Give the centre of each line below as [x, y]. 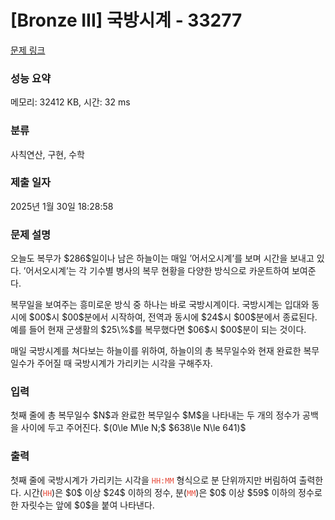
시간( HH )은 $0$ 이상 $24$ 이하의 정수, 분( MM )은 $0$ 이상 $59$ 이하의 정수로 [173, 492]
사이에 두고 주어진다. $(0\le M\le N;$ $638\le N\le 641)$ [133, 428]
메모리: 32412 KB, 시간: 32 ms [70, 102]
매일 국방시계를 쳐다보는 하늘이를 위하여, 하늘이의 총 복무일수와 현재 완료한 [156, 351]
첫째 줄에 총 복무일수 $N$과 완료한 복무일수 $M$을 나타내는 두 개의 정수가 [155, 415]
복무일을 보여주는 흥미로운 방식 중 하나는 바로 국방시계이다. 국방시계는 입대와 [160, 305]
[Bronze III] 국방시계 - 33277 [126, 20]
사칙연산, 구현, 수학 [47, 154]
